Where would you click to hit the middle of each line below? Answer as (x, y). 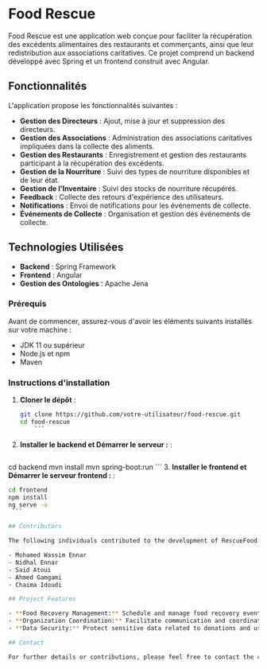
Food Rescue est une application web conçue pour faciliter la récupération (130, 36)
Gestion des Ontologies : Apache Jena (84, 283)
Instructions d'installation (59, 383)
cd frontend (28, 490)
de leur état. (39, 180)
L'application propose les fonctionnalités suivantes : (93, 105)
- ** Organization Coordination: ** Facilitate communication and (117, 621)
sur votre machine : (40, 329)
